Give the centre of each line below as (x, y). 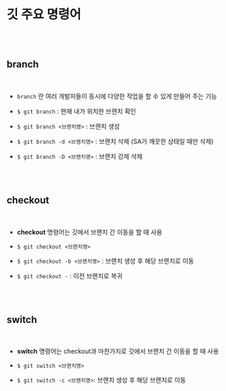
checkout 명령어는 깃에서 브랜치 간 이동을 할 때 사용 (89, 232)
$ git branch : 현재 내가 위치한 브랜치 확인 (76, 111)
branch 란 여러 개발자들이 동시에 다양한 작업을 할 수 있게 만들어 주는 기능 (117, 96)
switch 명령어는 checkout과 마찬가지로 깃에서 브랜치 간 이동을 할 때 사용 (118, 351)
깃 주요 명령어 (44, 15)
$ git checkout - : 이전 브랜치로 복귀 (70, 276)
